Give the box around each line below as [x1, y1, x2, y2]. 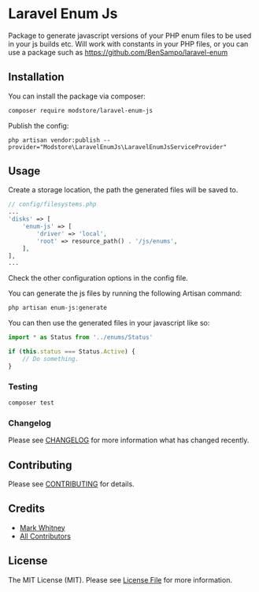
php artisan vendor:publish [8, 136, 101, 144]
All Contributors [19, 531, 71, 541]
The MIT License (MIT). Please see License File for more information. [8, 575, 232, 584]
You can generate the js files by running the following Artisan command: [8, 289, 242, 298]
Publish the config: [8, 121, 69, 130]
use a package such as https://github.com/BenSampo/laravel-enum [8, 47, 228, 57]
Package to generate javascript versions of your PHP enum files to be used [8, 31, 252, 40]
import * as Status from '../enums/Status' [8, 333, 154, 341]
